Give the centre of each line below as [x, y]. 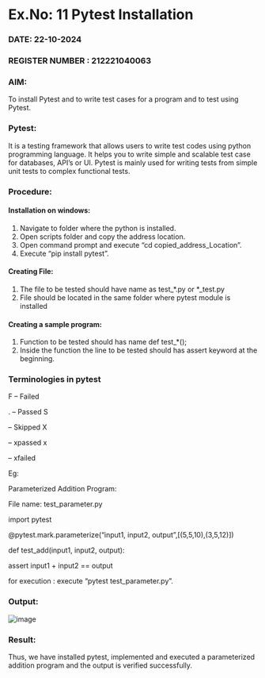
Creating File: [31, 272]
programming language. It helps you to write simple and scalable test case [129, 154]
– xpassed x [28, 443]
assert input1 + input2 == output [61, 566]
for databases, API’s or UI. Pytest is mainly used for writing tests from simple [133, 162]
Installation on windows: [49, 210]
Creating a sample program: [55, 324]
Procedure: [30, 191]
